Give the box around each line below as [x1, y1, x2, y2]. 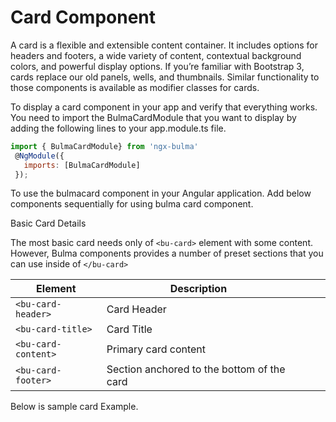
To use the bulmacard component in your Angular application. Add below [10, 187, 312, 200]
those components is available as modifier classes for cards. [10, 81, 260, 93]
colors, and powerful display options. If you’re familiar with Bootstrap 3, [10, 60, 305, 72]
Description [169, 282, 228, 296]
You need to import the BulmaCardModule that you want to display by [10, 111, 297, 123]
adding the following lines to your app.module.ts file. [10, 122, 227, 134]
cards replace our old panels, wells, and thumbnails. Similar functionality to [10, 71, 320, 83]
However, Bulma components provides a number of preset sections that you [10, 247, 324, 260]
